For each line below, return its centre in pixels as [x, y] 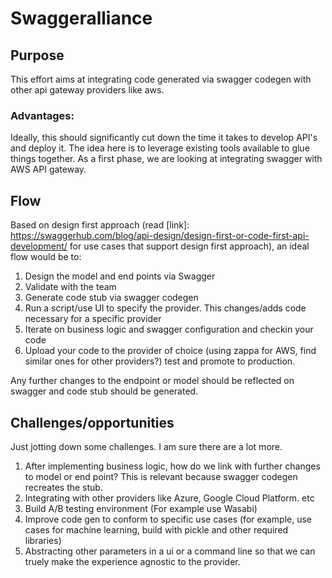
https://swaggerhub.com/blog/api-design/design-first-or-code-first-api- [160, 236]
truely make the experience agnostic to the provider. [132, 561]
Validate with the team [70, 287]
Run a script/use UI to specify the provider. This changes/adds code [165, 308]
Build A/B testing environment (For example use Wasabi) [141, 508]
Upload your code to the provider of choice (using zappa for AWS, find [170, 351]
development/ [39, 246]
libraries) [43, 540]
